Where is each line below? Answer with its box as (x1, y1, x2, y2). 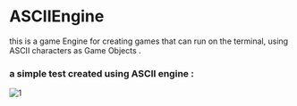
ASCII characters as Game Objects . (9, 45, 141, 55)
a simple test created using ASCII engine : (9, 67, 194, 79)
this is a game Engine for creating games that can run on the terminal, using (9, 36, 289, 46)
